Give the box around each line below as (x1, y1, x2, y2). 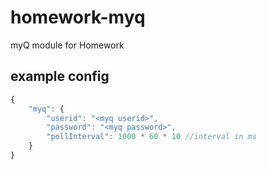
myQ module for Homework (10, 39, 125, 51)
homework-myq (10, 6, 146, 29)
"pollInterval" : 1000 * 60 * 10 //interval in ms (46, 132, 257, 142)
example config (10, 68, 110, 85)
